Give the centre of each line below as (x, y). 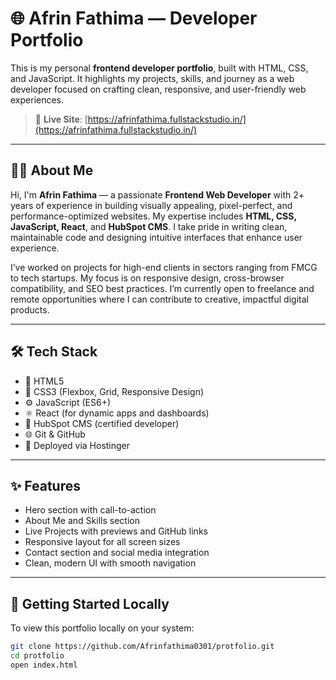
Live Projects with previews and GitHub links (116, 531)
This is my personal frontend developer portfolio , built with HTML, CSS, (159, 68)
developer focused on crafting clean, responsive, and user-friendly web (158, 89)
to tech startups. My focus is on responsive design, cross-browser (147, 278)
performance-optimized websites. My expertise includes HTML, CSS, (153, 216)
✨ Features (45, 485)
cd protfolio (37, 656)
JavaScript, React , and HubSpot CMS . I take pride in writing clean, (149, 226)
